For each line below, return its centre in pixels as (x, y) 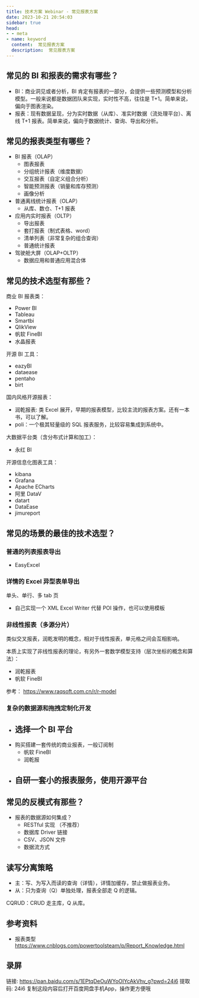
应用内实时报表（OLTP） (45, 216)
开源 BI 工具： (23, 354)
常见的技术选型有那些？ (49, 281)
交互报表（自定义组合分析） (57, 179)
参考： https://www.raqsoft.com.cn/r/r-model (61, 691)
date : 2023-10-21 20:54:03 (39, 17)
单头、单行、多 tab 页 (32, 595)
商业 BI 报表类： (26, 296)
